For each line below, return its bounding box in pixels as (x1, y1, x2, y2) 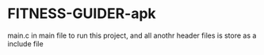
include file (7, 38, 44, 48)
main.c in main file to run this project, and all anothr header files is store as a (7, 31, 257, 40)
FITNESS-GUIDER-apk (7, 5, 156, 23)
